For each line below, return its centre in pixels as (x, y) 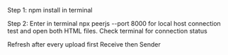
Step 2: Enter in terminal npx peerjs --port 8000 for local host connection (114, 23)
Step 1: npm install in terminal (50, 10)
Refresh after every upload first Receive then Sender (84, 44)
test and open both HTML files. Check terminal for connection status (107, 31)
